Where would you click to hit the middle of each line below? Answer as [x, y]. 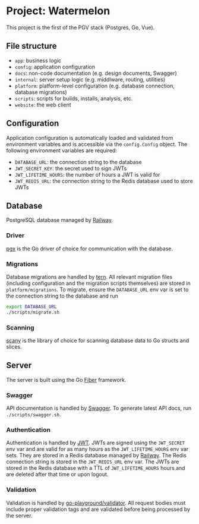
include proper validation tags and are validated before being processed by [98, 509]
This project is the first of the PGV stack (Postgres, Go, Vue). [80, 27]
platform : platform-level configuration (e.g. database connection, [95, 86]
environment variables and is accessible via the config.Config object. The [97, 144]
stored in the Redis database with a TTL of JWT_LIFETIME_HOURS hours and [96, 468]
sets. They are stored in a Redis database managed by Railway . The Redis [97, 456]
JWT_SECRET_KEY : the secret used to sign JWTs [71, 168]
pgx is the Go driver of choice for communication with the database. [90, 249]
